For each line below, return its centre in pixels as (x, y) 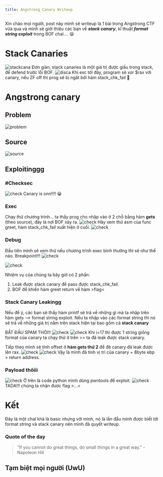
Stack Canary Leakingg (33, 302)
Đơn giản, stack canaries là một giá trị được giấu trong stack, (92, 67)
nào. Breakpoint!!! (23, 256)
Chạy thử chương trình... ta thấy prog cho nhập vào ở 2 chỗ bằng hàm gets (80, 217)
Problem (18, 115)
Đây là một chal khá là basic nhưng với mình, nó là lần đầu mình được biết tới (82, 419)
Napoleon (27, 453)
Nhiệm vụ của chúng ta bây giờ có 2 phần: (47, 275)
